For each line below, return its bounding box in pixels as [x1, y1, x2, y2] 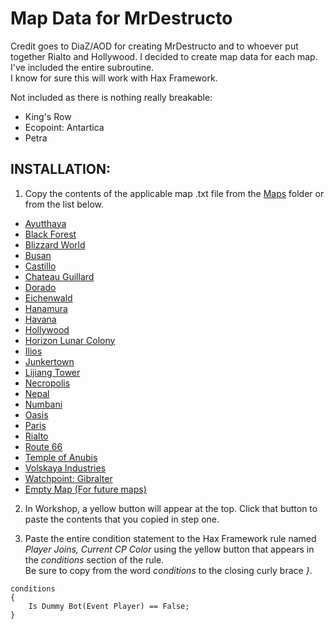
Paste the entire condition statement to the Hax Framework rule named [24, 532, 317, 544]
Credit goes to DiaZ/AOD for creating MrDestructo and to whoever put [10, 40, 299, 52]
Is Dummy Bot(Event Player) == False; [28, 601, 190, 611]
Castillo [24, 260, 57, 272]
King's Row [24, 110, 72, 122]
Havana [24, 313, 57, 325]
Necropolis [24, 377, 71, 389]
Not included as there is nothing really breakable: [10, 91, 213, 103]
